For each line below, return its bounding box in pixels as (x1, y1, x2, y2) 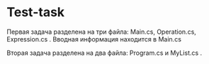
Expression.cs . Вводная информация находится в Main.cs (6, 34, 182, 43)
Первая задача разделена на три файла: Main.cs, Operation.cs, (6, 27, 196, 36)
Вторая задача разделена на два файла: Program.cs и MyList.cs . (6, 49, 203, 57)
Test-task (6, 4, 65, 20)
